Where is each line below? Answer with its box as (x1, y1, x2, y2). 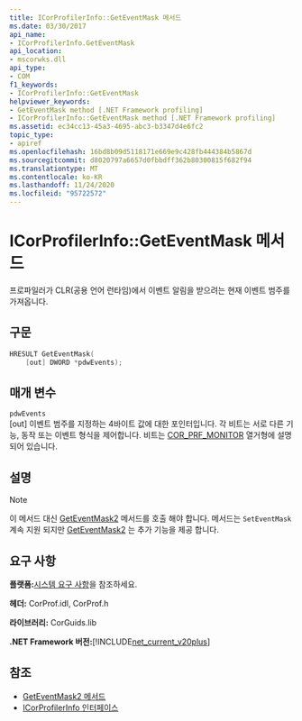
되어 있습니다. (9, 441, 59, 452)
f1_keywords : (9, 80, 59, 89)
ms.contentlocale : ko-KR (9, 172, 103, 181)
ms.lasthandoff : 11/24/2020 (9, 181, 115, 190)
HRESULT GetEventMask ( (9, 349, 95, 359)
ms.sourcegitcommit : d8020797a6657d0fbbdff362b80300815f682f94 (9, 155, 252, 165)
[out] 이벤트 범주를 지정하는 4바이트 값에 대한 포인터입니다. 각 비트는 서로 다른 (9, 418, 284, 429)
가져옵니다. (9, 296, 49, 306)
